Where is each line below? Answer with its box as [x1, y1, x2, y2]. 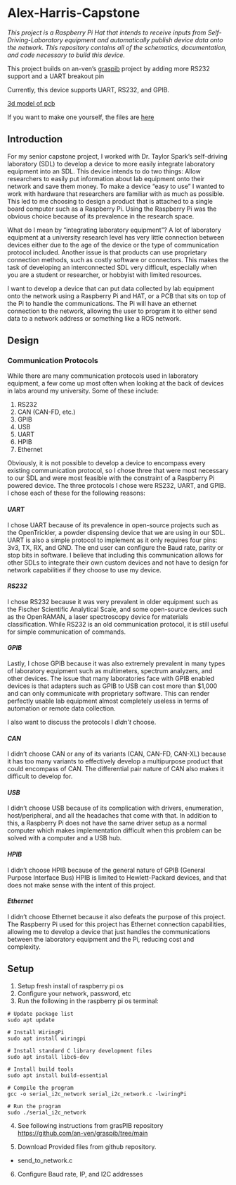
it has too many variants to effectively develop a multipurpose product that [7, 757, 223, 766]
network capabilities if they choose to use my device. [7, 565, 162, 574]
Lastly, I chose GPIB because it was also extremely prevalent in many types [7, 659, 225, 668]
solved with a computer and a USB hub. [7, 834, 122, 842]
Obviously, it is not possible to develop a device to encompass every [7, 459, 206, 467]
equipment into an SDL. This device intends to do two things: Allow [7, 167, 202, 176]
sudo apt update [7, 1017, 55, 1024]
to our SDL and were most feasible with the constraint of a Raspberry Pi [7, 474, 215, 482]
